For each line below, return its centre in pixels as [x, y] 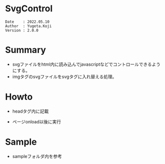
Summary [25, 50]
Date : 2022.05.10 [27, 22]
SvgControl [29, 9]
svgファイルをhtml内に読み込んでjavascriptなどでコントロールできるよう [86, 64]
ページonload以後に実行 [37, 122]
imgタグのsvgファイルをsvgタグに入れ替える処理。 [64, 77]
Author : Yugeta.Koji [28, 26]
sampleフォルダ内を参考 [37, 156]
